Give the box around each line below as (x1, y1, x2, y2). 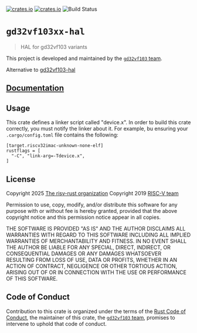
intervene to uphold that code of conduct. (6, 320, 107, 327)
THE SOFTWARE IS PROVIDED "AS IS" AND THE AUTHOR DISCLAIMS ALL (6, 225, 186, 232)
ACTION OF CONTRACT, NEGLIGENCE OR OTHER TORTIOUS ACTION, (6, 262, 178, 269)
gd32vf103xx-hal (6, 26, 85, 38)
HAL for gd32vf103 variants (20, 43, 88, 50)
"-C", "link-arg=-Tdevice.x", (11, 153, 85, 159)
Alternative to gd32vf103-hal (6, 66, 76, 73)
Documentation (6, 83, 64, 94)
